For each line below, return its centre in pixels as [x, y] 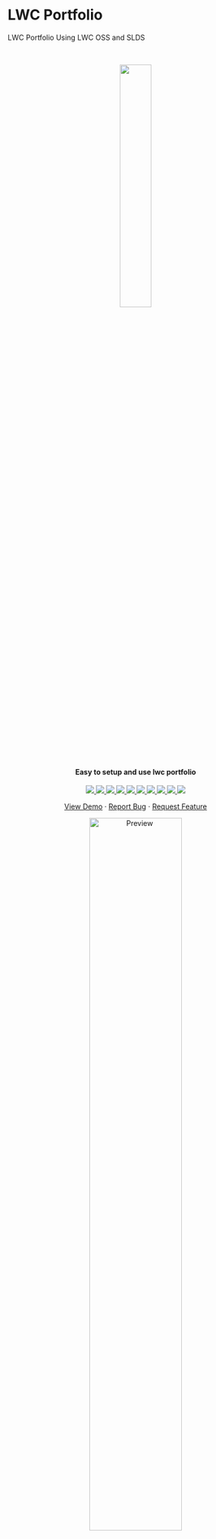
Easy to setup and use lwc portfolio [136, 772]
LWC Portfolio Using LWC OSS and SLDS [76, 37]
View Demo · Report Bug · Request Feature [136, 806]
